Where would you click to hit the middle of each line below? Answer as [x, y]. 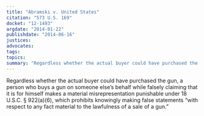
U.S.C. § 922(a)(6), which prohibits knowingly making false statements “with [102, 100]
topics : [16, 57]
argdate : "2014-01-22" [35, 29]
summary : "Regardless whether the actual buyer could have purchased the [102, 63]
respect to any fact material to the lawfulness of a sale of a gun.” [88, 106]
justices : [19, 40]
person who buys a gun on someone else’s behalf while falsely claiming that [102, 87]
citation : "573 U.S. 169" [39, 18]
